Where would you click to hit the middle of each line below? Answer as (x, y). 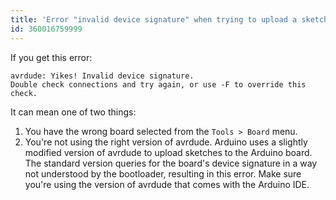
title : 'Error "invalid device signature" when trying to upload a (154, 19)
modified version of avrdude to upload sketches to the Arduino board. (168, 152)
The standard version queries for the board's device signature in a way (171, 163)
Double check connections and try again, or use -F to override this (158, 84)
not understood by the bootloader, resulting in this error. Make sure (163, 173)
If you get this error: (51, 57)
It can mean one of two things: (73, 112)
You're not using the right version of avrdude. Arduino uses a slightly (166, 142)
